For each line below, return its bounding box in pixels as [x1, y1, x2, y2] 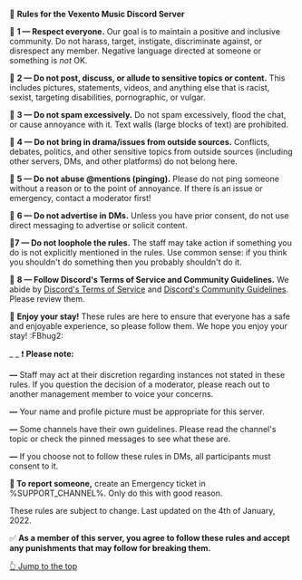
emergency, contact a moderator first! [9, 193, 151, 203]
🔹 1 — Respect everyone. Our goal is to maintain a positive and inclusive [9, 26, 281, 36]
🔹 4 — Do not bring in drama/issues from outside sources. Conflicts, [9, 137, 270, 147]
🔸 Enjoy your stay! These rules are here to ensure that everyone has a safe [9, 311, 290, 322]
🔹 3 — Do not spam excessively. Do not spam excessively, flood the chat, [9, 110, 287, 120]
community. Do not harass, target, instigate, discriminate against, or [9, 36, 263, 46]
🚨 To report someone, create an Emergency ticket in [9, 478, 206, 488]
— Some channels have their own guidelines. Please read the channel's [9, 424, 277, 434]
